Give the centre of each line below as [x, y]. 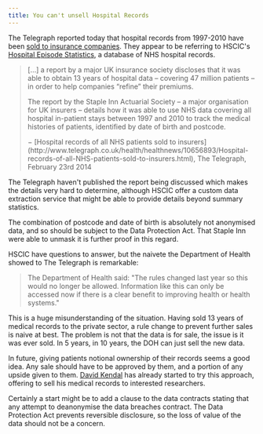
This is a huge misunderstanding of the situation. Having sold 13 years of [126, 318]
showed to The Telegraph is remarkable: [73, 262]
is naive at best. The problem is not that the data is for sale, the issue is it [126, 334]
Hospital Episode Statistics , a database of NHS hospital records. [112, 54]
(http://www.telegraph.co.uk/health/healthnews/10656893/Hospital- [138, 150]
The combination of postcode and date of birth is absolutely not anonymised [132, 222]
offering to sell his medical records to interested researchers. [107, 383]
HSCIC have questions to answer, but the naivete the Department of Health [130, 254]
